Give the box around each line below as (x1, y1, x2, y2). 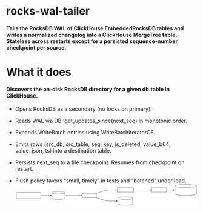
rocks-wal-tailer (6, 4, 90, 18)
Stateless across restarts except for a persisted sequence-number (6, 38, 178, 45)
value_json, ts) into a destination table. (15, 147, 112, 154)
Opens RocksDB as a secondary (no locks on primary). (15, 105, 153, 113)
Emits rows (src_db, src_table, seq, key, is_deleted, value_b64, (15, 141, 171, 148)
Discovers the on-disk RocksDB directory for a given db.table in (6, 85, 170, 93)
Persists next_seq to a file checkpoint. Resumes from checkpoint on (15, 159, 185, 166)
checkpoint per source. (6, 44, 67, 51)
